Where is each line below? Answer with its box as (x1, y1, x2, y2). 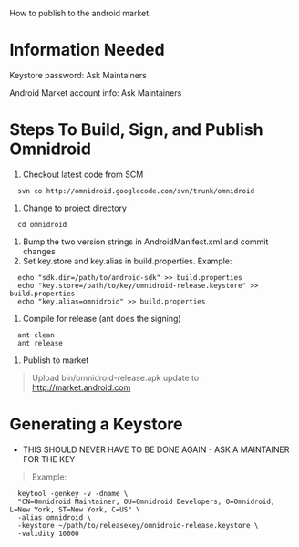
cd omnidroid (17, 220, 67, 229)
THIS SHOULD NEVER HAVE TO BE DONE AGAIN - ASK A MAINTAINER (22, 444, 290, 455)
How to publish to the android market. (9, 8, 152, 18)
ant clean (17, 330, 55, 340)
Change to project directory (22, 202, 128, 213)
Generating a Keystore (9, 414, 183, 435)
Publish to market (22, 355, 89, 366)
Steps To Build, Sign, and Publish (9, 119, 263, 140)
